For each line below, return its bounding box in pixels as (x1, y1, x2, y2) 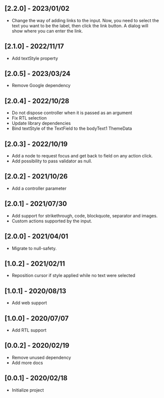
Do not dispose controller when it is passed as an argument (11, 110, 133, 116)
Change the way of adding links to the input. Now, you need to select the (11, 17, 159, 23)
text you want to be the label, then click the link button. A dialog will (11, 23, 148, 29)
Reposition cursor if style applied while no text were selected (11, 273, 136, 278)
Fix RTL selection (11, 115, 47, 121)
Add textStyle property (11, 55, 58, 61)
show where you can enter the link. (11, 28, 83, 34)
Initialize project (11, 387, 44, 393)
